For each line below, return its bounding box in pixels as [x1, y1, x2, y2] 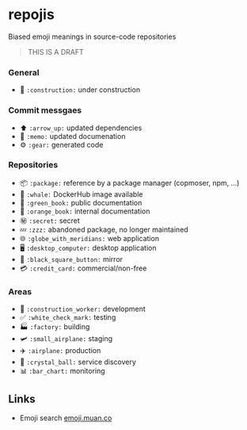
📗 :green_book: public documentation [19, 198, 142, 207]
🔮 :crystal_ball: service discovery [19, 357, 137, 367]
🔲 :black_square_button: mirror [19, 254, 123, 263]
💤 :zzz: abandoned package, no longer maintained [19, 225, 188, 234]
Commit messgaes [8, 105, 82, 116]
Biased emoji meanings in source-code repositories [8, 32, 177, 41]
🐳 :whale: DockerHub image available [19, 189, 143, 199]
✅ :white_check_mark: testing [19, 313, 116, 322]
